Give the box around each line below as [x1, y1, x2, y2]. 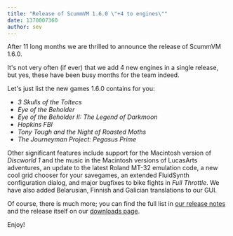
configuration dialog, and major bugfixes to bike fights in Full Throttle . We [7, 179, 220, 187]
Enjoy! [7, 221, 26, 229]
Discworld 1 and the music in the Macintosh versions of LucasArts [7, 156, 198, 165]
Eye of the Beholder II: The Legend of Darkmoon [17, 113, 158, 121]
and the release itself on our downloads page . [7, 207, 140, 216]
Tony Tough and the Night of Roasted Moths [17, 127, 147, 137]
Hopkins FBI [17, 120, 53, 129]
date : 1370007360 [7, 17, 58, 24]
